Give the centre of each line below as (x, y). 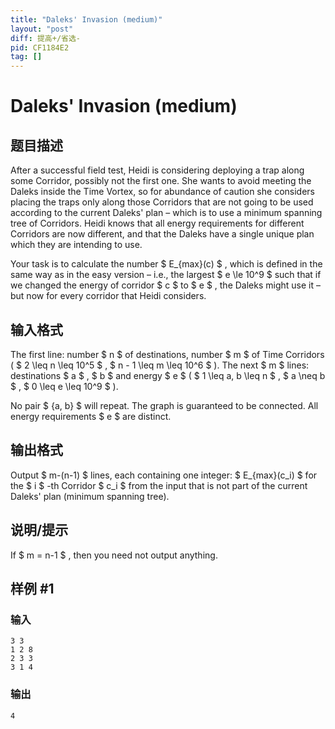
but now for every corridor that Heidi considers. (108, 296)
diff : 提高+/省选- (46, 38)
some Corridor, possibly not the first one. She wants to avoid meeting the (161, 181)
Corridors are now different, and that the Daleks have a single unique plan (162, 234)
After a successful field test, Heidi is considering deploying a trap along (157, 170)
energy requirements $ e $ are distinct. (91, 416)
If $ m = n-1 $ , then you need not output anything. (114, 555)
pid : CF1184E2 (40, 47)
